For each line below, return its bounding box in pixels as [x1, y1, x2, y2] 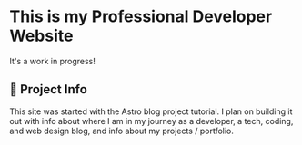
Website [9, 25, 74, 46]
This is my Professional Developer [9, 6, 273, 27]
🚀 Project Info [9, 82, 88, 97]
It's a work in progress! [9, 55, 96, 66]
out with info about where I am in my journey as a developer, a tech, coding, [9, 115, 294, 126]
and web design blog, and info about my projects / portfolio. [9, 125, 235, 136]
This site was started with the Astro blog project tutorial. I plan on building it [9, 106, 293, 117]
